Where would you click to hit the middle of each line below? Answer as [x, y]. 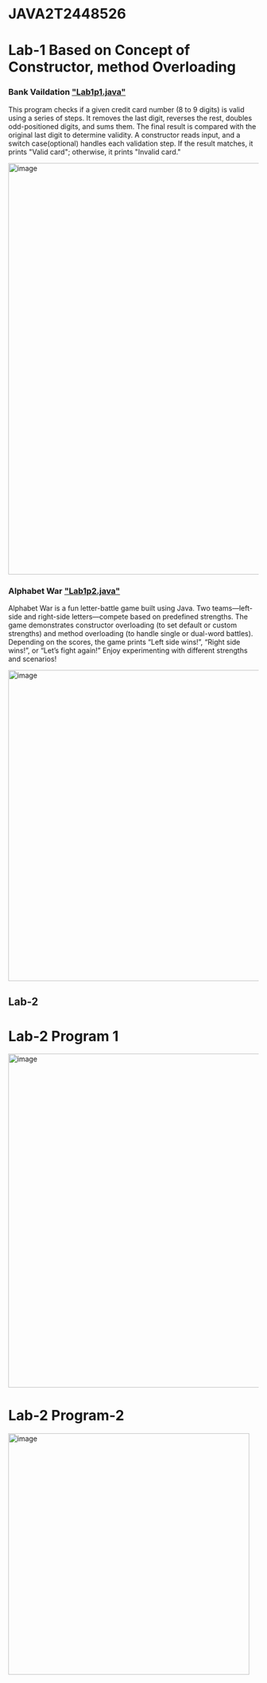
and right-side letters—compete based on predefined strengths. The [136, 616]
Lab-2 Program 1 [64, 1036]
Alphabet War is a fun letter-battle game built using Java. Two [109, 608]
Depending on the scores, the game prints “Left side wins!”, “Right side [124, 642]
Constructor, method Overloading [122, 67]
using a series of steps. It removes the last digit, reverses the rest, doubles [130, 118]
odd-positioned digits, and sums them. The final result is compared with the [132, 126]
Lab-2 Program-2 [66, 1416]
